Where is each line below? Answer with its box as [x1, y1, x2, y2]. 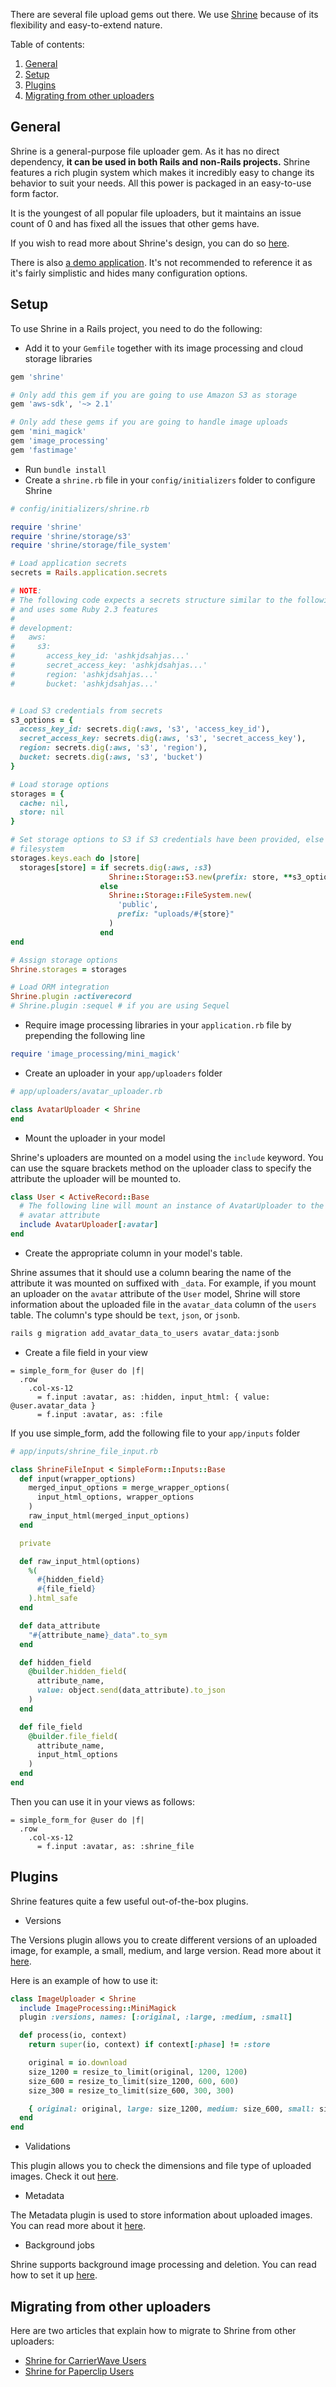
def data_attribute [19, 1620, 101, 1631]
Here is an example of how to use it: [10, 1974, 159, 1986]
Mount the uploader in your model [24, 1132, 166, 1144]
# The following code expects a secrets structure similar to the [10, 595, 293, 605]
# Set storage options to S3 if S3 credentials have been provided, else [10, 835, 325, 845]
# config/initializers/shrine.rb [10, 504, 150, 514]
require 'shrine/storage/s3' [10, 531, 132, 541]
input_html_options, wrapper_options [36, 1492, 195, 1503]
